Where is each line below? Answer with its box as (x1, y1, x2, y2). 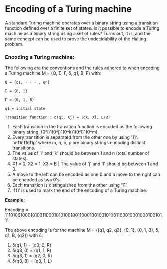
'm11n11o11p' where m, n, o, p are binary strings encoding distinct (12, 140, 146, 146)
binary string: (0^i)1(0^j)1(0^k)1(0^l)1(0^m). (12, 129, 99, 135)
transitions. (12, 145, 36, 151)
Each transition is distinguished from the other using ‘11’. (12, 182, 128, 188)
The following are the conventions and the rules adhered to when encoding (5, 65, 160, 71)
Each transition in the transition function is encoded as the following (12, 124, 152, 130)
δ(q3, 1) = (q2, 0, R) (12, 253, 52, 259)
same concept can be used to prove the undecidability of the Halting (5, 36, 146, 42)
